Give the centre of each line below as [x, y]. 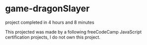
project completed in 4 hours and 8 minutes [50, 22]
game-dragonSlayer [48, 9]
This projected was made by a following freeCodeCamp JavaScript [73, 32]
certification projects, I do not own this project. [53, 37]
